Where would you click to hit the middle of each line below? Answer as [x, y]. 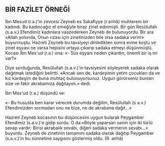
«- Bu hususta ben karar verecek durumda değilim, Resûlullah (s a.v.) [76, 103]
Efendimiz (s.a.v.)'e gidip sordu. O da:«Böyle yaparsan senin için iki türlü [79, 122]
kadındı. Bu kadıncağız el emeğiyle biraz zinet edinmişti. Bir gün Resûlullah [81, 27]
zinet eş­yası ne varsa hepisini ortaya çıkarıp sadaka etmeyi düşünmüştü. [79, 47]
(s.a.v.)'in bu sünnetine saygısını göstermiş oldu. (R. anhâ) [64, 138]
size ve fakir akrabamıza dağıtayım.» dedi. [48, 83]
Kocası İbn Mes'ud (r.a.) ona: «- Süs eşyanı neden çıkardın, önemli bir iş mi [81, 53]
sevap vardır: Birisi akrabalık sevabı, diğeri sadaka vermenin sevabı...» [77, 128]
